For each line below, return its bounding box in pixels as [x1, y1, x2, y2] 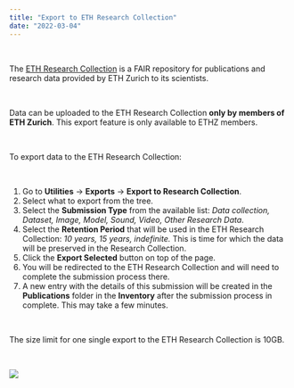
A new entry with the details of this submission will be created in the [21, 280, 274, 291]
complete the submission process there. [21, 271, 170, 282]
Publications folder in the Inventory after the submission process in [21, 290, 273, 301]
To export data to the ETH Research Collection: [9, 151, 183, 161]
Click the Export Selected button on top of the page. [21, 252, 216, 263]
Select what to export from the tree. [21, 195, 154, 206]
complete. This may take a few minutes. [21, 300, 168, 310]
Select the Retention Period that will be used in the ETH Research [21, 224, 265, 235]
